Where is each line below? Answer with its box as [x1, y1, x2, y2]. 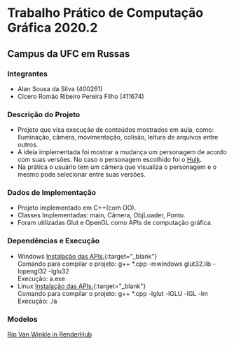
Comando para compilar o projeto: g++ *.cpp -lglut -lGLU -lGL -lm [17, 289, 208, 297]
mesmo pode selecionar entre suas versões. [17, 170, 146, 179]
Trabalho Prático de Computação [7, 5, 204, 21]
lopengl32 [17, 266, 47, 275]
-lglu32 [48, 266, 69, 275]
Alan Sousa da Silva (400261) [17, 84, 103, 93]
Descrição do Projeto [7, 109, 81, 119]
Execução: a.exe [17, 274, 65, 283]
